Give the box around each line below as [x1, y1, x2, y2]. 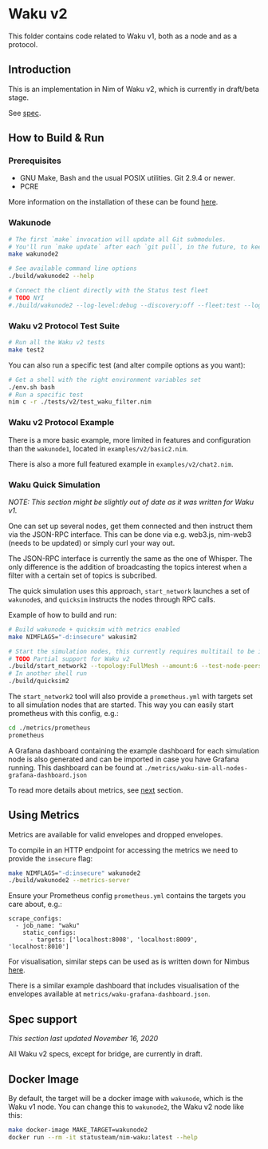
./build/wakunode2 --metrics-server [8, 877, 130, 885]
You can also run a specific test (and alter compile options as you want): [8, 360, 246, 370]
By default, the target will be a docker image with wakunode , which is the [8, 1093, 243, 1103]
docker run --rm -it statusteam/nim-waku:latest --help [8, 1133, 198, 1141]
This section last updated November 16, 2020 [8, 1034, 159, 1044]
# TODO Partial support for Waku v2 [8, 654, 130, 663]
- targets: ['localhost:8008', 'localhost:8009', [29, 936, 198, 944]
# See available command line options [8, 264, 137, 272]
